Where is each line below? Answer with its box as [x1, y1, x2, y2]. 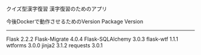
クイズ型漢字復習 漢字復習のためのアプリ [6, 5, 108, 12]
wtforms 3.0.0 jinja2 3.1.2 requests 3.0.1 [6, 42, 103, 49]
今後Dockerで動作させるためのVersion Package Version [6, 18, 144, 25]
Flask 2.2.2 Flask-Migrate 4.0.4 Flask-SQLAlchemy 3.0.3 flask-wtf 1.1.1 [6, 35, 178, 42]
